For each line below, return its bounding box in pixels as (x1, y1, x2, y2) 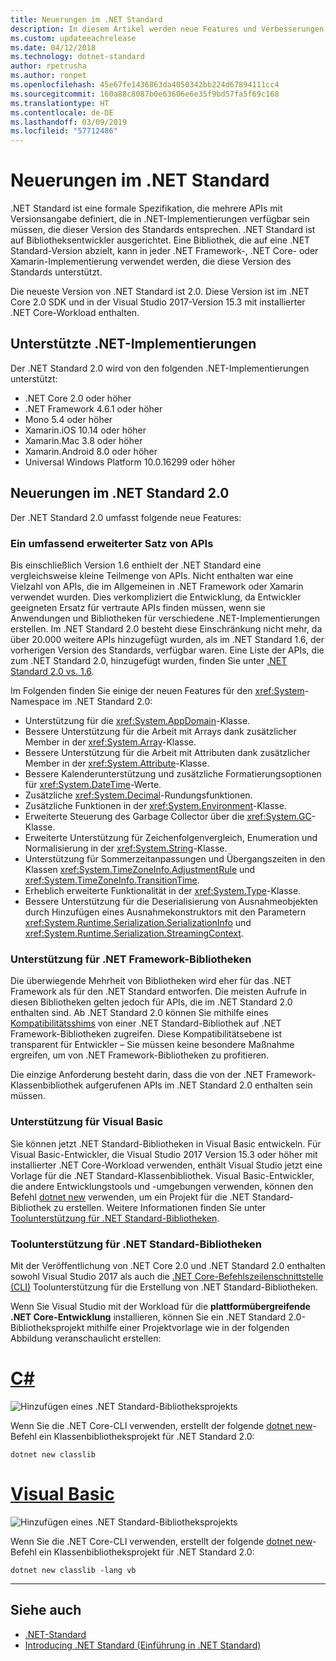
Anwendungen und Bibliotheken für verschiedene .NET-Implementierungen (10, 612, 321, 624)
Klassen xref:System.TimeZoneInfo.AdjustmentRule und (24, 863, 256, 875)
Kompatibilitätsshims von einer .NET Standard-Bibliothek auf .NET (10, 1017, 282, 1030)
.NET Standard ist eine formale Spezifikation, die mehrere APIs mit (10, 202, 283, 215)
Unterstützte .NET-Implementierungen (10, 336, 257, 353)
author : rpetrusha (10, 61, 87, 71)
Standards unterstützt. (10, 266, 103, 278)
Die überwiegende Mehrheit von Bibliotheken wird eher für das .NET (10, 975, 292, 987)
